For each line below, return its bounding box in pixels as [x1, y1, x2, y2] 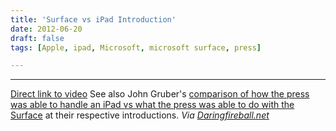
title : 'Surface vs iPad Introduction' [10, 14, 177, 25]
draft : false [10, 33, 65, 43]
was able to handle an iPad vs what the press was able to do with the [10, 99, 295, 111]
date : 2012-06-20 [10, 24, 83, 34]
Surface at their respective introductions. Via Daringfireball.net [10, 109, 270, 121]
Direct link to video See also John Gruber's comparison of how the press [10, 88, 310, 100]
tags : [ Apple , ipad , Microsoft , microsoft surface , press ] [10, 42, 262, 53]
